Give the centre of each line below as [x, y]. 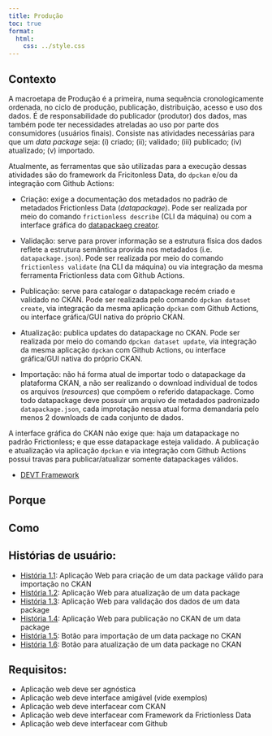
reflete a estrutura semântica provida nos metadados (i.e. [116, 249]
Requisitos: [38, 670]
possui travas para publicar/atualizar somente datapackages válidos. [123, 459]
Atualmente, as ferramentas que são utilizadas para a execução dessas [128, 166]
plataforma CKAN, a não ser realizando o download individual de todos [139, 383]
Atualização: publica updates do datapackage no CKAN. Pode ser [130, 332]
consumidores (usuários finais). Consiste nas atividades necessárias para [132, 133]
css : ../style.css [54, 46]
